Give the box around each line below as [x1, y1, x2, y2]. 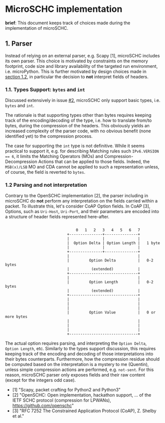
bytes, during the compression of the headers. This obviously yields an [5, 123, 150, 129]
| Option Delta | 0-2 [67, 258, 154, 263]
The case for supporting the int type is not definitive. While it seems [5, 143, 145, 149]
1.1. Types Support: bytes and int [5, 86, 85, 93]
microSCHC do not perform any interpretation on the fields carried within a [5, 198, 158, 204]
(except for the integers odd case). [5, 377, 76, 383]
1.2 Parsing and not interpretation [5, 181, 87, 188]
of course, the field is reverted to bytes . [5, 169, 85, 175]
